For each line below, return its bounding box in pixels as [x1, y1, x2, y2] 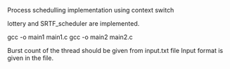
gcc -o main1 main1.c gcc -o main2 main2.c [7, 33, 133, 41]
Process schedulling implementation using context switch [7, 6, 174, 14]
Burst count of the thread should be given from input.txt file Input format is [7, 47, 224, 54]
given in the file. [7, 54, 54, 62]
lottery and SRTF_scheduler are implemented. [7, 20, 140, 27]
